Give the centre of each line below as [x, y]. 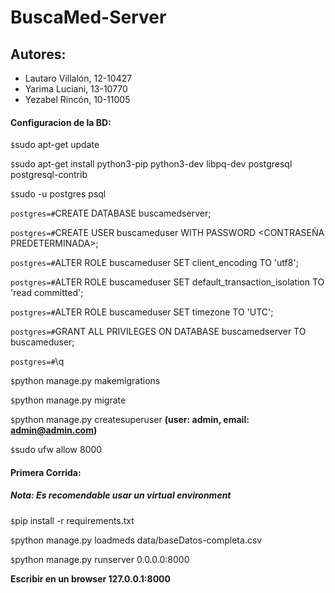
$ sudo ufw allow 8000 [56, 450]
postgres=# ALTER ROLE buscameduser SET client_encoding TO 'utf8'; [154, 263]
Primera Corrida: [46, 472]
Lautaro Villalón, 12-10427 [78, 78]
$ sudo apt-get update [55, 145]
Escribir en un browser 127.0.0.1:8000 [90, 578]
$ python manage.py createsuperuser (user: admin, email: [130, 420]
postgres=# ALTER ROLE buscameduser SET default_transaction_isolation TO [167, 282]
